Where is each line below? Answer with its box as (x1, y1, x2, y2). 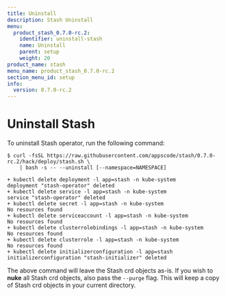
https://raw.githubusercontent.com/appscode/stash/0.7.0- (47, 152, 216, 159)
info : (7, 80, 23, 87)
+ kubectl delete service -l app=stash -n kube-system (7, 188, 167, 196)
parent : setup (19, 49, 60, 56)
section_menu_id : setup (7, 73, 75, 81)
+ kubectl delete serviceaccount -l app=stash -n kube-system (7, 212, 188, 220)
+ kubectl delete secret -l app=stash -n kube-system (7, 201, 164, 207)
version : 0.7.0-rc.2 (13, 87, 72, 93)
